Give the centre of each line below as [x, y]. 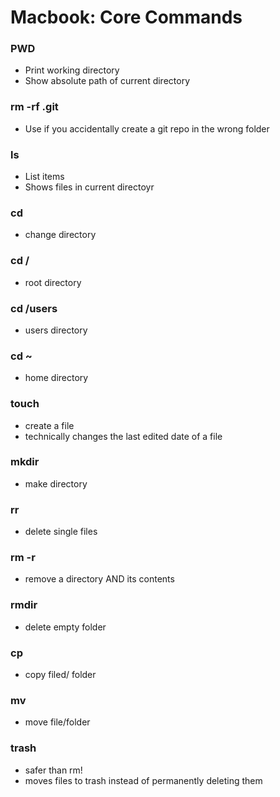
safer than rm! [53, 770]
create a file [49, 425]
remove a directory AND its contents [99, 579]
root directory [53, 282]
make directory [56, 483]
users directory [56, 330]
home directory [56, 378]
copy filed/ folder [60, 675]
